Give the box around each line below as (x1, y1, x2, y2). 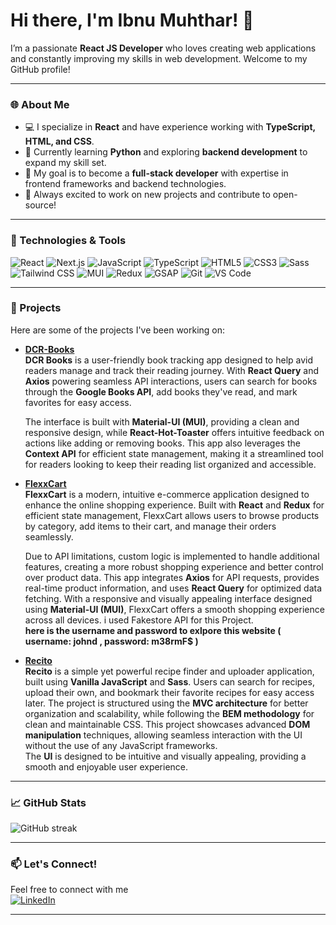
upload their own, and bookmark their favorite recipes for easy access (24, 686, 315, 698)
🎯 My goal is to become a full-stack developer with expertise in (24, 167, 289, 179)
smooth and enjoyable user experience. (24, 760, 189, 773)
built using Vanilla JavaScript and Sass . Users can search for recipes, (24, 675, 315, 688)
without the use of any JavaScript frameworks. (24, 739, 218, 751)
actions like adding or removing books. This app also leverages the (24, 437, 301, 449)
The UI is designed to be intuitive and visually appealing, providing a (24, 750, 307, 762)
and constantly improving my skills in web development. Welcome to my (10, 52, 308, 64)
